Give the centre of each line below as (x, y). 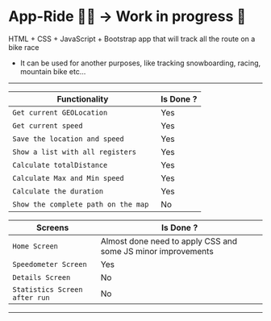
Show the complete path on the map (81, 204)
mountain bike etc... (53, 71)
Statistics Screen (48, 289)
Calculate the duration (58, 191)
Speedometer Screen (50, 264)
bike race (24, 47)
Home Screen (35, 246)
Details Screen (42, 277)
